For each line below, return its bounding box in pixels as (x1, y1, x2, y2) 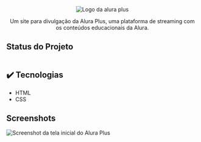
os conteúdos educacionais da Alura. (55, 24, 149, 31)
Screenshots (6, 113, 56, 124)
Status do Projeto (6, 41, 74, 52)
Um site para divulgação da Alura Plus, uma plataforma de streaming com (10, 18, 195, 24)
